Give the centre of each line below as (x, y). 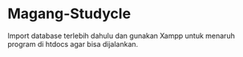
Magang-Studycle (69, 14)
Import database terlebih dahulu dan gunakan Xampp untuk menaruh (121, 36)
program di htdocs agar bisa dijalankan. (73, 44)
